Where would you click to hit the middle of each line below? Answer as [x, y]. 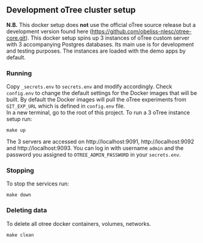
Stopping [20, 171]
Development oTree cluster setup [71, 10]
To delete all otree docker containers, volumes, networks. [79, 223]
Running [19, 73]
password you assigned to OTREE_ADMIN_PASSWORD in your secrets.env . [94, 155]
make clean [20, 235]
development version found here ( [49, 31]
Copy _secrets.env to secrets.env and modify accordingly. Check [89, 87]
